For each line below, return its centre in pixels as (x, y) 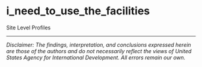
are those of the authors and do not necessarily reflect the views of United (99, 51)
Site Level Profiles (29, 28)
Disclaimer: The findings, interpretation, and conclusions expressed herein (99, 45)
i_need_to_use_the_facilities (78, 11)
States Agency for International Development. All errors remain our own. (96, 57)
